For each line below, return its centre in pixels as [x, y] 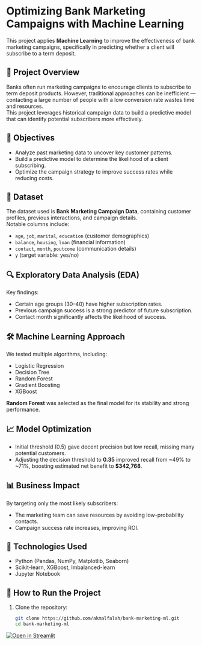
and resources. [25, 106]
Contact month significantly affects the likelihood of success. [91, 317]
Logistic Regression [39, 366]
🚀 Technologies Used [47, 547]
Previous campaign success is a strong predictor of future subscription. [104, 310]
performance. [23, 409]
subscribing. [30, 165]
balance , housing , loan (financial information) [70, 242]
